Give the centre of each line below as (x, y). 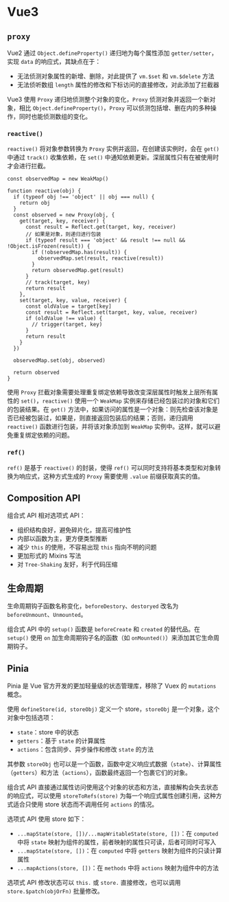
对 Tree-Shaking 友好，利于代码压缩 (67, 565)
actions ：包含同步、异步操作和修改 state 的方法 (85, 749)
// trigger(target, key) (67, 325)
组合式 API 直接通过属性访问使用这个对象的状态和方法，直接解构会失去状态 (113, 787)
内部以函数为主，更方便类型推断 (62, 539)
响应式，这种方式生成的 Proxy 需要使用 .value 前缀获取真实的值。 (111, 476)
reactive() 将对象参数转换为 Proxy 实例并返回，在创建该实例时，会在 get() (113, 149)
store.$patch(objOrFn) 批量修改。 (56, 891)
